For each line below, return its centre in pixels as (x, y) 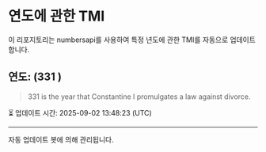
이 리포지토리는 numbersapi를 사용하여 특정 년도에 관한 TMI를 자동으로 (118, 40)
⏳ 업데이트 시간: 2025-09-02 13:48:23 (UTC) (80, 112)
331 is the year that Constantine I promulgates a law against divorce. (139, 97)
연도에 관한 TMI (57, 16)
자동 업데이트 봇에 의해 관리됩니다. (61, 139)
